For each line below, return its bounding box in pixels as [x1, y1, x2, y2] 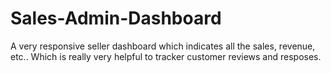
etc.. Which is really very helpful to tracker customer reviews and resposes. [10, 50, 322, 62]
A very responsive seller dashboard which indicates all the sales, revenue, [10, 40, 316, 52]
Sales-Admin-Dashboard [10, 7, 222, 30]
